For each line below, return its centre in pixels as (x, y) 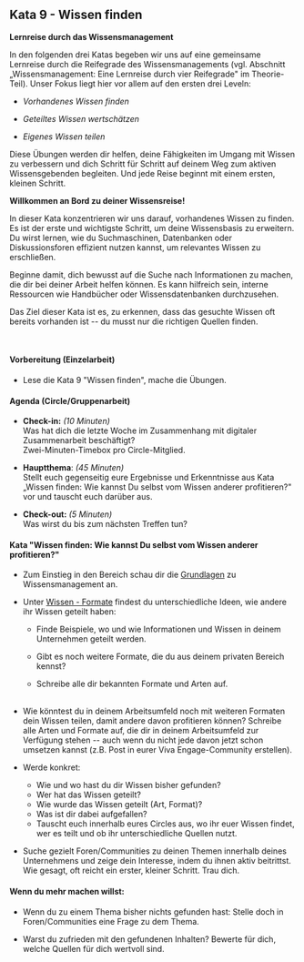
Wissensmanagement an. (70, 584)
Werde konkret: (51, 767)
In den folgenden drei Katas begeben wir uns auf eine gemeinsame (135, 55)
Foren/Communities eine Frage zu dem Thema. (111, 921)
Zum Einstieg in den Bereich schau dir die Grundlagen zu (129, 575)
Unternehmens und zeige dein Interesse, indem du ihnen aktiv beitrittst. (157, 861)
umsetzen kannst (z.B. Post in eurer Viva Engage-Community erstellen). (157, 750)
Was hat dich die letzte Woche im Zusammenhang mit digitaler (140, 430)
